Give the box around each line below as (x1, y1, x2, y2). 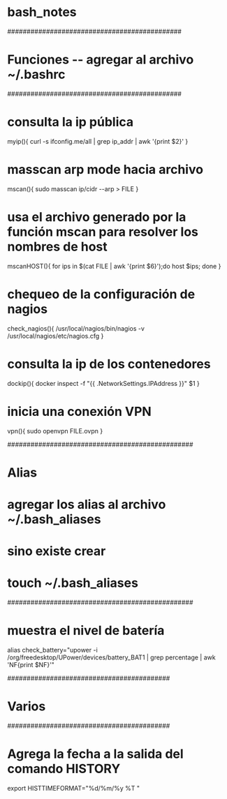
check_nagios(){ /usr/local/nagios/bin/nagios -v (7, 324, 145, 332)
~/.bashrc (7, 67, 66, 82)
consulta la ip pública (7, 114, 134, 130)
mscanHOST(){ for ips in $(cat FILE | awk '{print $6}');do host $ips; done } (7, 262, 221, 270)
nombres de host (7, 239, 108, 255)
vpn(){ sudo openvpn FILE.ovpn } (7, 426, 103, 435)
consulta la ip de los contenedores (7, 356, 211, 372)
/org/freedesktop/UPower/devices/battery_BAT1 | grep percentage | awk (7, 653, 216, 662)
